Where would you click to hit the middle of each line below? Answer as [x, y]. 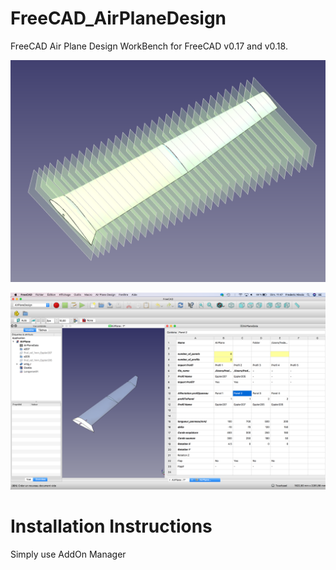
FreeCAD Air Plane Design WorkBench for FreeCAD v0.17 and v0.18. [149, 46]
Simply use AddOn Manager [68, 554]
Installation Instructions [111, 526]
